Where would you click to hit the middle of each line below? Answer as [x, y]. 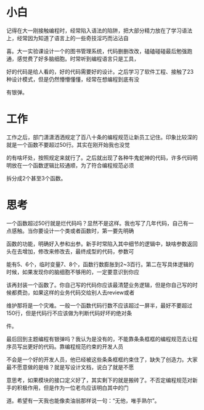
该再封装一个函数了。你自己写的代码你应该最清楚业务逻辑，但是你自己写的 [99, 285]
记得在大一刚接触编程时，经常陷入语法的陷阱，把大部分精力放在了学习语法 [99, 30]
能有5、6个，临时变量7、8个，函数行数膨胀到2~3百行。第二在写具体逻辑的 [100, 264]
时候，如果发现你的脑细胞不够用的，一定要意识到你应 [73, 272]
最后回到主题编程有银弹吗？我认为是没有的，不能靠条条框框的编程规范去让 [99, 339]
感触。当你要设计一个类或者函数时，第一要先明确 [73, 231]
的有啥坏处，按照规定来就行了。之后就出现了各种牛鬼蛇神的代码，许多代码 [99, 157]
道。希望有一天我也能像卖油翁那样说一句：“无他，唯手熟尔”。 [83, 400]
